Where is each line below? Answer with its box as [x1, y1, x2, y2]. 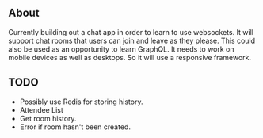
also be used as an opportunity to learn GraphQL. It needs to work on [8, 44, 235, 54]
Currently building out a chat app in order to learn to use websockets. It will [8, 27, 253, 36]
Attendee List [19, 105, 63, 114]
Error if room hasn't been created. [19, 122, 131, 132]
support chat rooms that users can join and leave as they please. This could [8, 36, 256, 45]
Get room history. [19, 113, 77, 123]
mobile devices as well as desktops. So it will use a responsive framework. [8, 52, 252, 62]
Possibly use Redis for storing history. [19, 97, 143, 106]
